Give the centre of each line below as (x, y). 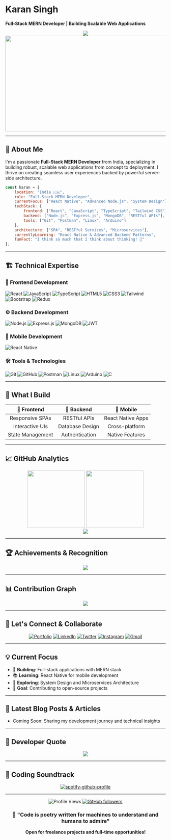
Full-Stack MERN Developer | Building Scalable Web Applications (76, 23)
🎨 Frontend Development (37, 282)
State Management (31, 434)
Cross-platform (126, 426)
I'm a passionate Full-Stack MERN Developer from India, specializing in (80, 162)
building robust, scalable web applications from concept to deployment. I (82, 167)
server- (153, 172)
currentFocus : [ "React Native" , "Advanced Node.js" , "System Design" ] (91, 202)
